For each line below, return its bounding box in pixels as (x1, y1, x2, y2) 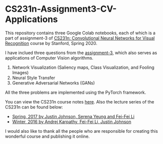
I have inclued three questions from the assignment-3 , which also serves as (5, 50, 157, 56)
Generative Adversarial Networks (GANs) (12, 80, 95, 86)
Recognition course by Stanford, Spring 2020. (5, 40, 98, 46)
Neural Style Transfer (12, 75, 55, 81)
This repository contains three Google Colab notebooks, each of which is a (5, 30, 156, 36)
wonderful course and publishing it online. (5, 133, 90, 139)
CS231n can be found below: (5, 104, 63, 110)
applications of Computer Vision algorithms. (5, 55, 94, 61)
